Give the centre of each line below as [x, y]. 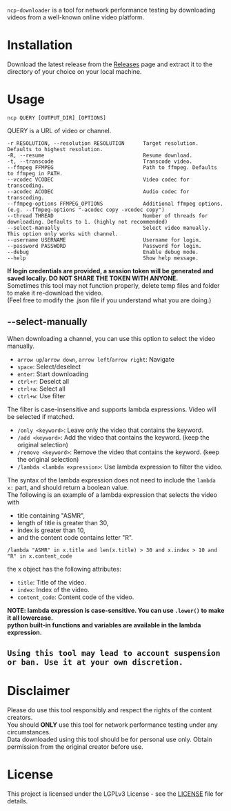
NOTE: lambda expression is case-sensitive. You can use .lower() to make [116, 610]
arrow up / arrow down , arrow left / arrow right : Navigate [96, 359]
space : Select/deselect [49, 367]
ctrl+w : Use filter [41, 395]
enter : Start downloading [53, 374]
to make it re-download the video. [55, 293]
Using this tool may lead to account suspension [114, 653]
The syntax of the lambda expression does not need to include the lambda [111, 480]
